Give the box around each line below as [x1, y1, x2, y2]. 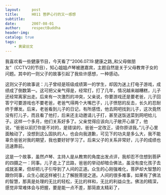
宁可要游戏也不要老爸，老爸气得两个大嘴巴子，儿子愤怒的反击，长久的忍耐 [9, 99, 161, 105]
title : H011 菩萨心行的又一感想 [5, 12, 76, 17]
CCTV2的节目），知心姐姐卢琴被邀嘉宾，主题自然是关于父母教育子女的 [15, 64, 158, 70]
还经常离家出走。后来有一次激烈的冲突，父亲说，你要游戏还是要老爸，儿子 [5, 94, 157, 99]
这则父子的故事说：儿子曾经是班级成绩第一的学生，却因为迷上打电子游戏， [5, 81, 157, 87]
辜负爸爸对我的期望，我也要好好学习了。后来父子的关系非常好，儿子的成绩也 [5, 137, 161, 143]
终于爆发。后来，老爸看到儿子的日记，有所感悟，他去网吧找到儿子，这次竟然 [5, 106, 161, 112]
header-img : [5, 30, 30, 35]
